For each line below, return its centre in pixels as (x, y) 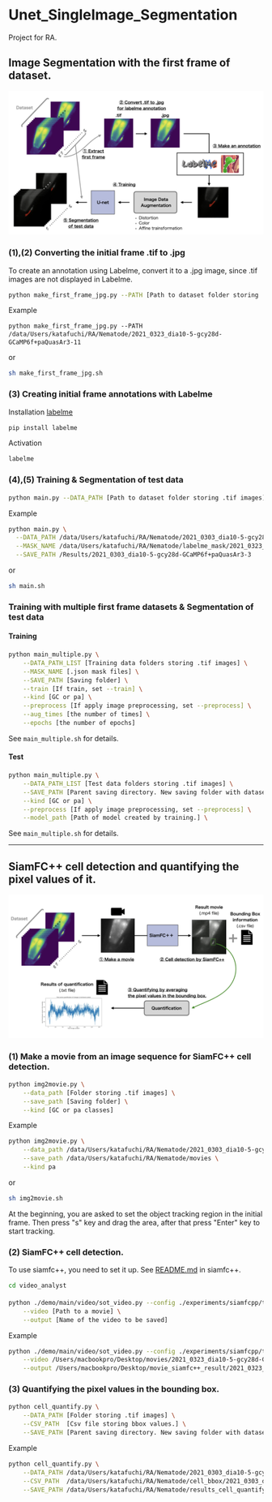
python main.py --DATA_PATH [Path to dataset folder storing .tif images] (137, 498)
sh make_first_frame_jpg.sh (56, 373)
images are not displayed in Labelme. (70, 279)
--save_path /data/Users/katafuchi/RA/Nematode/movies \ (121, 1159)
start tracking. (32, 1231)
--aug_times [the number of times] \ (87, 715)
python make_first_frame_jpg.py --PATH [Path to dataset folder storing (134, 295)
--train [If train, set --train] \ (83, 689)
